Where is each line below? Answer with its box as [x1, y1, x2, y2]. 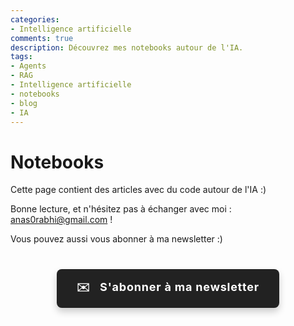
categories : [10, 14, 60, 25]
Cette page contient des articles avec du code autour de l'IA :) [10, 184, 267, 196]
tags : [10, 52, 33, 62]
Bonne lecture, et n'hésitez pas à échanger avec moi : [10, 203, 232, 215]
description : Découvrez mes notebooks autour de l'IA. [10, 42, 244, 53]
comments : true [10, 33, 74, 43]
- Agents [10, 61, 47, 71]
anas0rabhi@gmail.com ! [10, 214, 113, 226]
